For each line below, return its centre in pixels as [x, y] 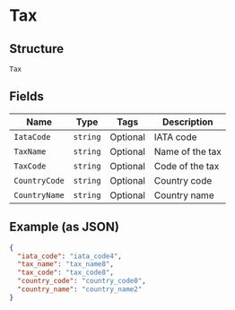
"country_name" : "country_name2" [80, 289]
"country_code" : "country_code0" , [82, 281]
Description [187, 122]
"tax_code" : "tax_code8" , [66, 273]
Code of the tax [187, 166]
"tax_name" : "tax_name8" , [66, 264]
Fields [27, 96]
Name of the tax [188, 151]
